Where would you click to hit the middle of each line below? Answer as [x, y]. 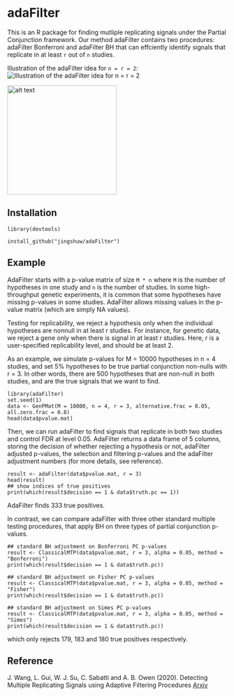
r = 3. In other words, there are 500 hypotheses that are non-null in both [111, 374]
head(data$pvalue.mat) [40, 418]
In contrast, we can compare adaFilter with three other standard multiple [111, 518]
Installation [32, 213]
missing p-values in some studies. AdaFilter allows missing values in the [111, 301]
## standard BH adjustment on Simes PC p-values [79, 608]
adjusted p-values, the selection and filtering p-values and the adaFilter [110, 453]
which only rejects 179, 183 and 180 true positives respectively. [98, 639]
